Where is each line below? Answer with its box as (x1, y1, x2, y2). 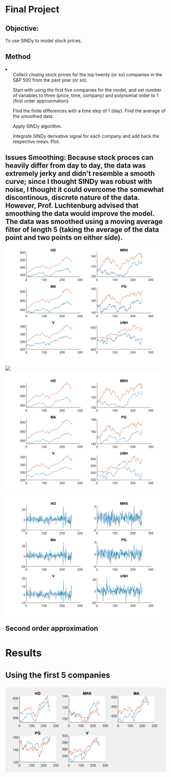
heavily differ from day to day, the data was (5, 161, 146, 170)
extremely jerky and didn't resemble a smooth (5, 169, 155, 178)
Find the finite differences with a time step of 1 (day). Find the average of (12, 108, 166, 114)
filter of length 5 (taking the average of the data (5, 226, 159, 234)
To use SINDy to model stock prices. (5, 37, 82, 44)
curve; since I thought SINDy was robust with (5, 177, 152, 186)
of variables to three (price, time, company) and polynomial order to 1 (12, 92, 159, 98)
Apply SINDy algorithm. (12, 123, 62, 129)
